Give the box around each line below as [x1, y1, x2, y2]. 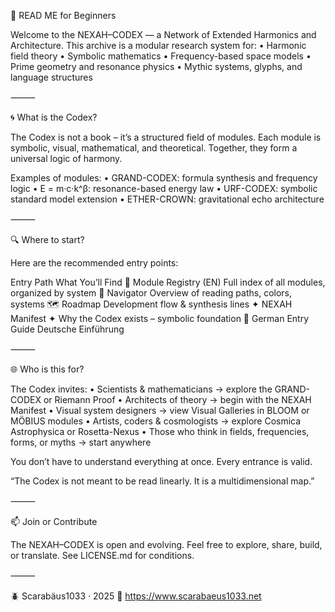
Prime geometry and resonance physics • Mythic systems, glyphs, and [10, 61, 303, 72]
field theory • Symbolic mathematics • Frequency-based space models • [10, 50, 312, 62]
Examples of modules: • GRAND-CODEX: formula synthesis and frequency [10, 172, 318, 184]
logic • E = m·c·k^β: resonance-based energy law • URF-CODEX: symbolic [10, 183, 318, 194]
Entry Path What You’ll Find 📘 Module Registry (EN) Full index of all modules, [10, 276, 326, 288]
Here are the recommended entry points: [10, 257, 179, 269]
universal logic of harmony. [10, 153, 123, 164]
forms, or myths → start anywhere [10, 436, 152, 448]
